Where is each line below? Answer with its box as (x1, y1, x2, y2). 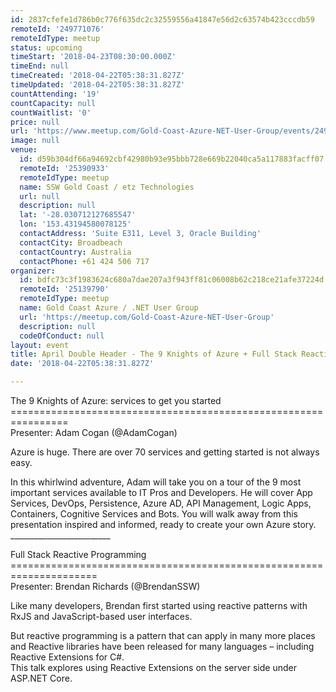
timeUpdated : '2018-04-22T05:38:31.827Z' (10, 80, 186, 90)
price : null (10, 117, 60, 127)
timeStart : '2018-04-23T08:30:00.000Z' (10, 52, 177, 62)
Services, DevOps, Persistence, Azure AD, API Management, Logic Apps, (10, 497, 312, 509)
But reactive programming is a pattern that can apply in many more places (10, 630, 316, 641)
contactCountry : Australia (19, 247, 132, 257)
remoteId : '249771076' (10, 24, 105, 34)
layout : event (10, 340, 70, 350)
